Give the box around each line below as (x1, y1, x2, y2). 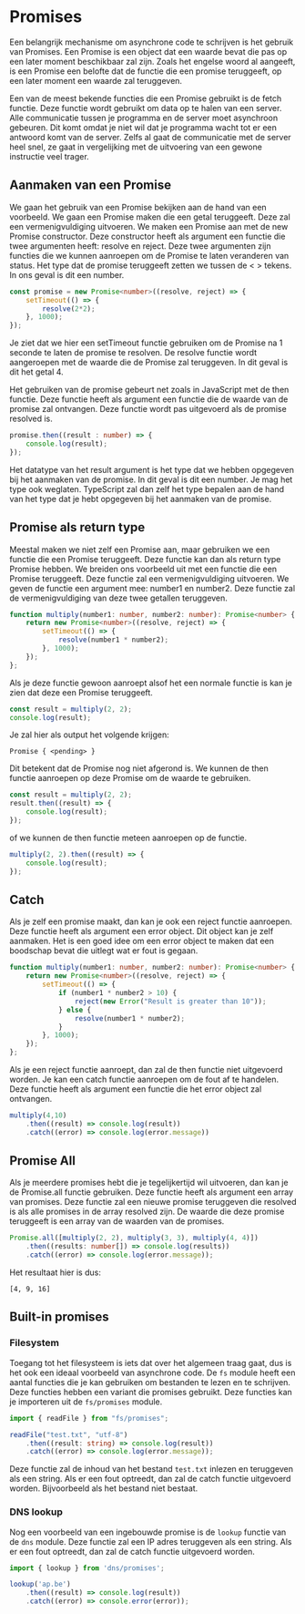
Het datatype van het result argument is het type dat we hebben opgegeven (9, 464, 294, 475)
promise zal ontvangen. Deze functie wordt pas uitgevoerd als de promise (9, 404, 287, 415)
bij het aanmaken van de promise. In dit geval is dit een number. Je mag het (9, 474, 293, 485)
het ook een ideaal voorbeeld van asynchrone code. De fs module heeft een (9, 1367, 296, 1378)
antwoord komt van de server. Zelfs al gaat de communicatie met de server (9, 131, 291, 142)
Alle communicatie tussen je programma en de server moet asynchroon (9, 112, 279, 123)
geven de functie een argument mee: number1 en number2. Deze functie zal (9, 582, 296, 593)
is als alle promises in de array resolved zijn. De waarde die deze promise (9, 1206, 285, 1218)
